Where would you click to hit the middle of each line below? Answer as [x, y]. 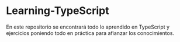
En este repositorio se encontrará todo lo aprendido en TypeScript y [88, 27]
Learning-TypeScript [58, 11]
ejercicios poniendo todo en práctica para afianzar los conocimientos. [90, 33]
